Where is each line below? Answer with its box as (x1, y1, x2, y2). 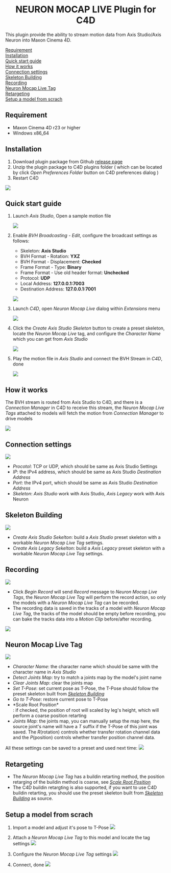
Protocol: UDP (20, 275, 50, 281)
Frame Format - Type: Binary (20, 264, 82, 270)
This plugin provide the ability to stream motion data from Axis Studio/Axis (5, 31, 162, 37)
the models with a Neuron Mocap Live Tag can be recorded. (12, 599, 139, 606)
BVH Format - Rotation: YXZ (20, 253, 80, 260)
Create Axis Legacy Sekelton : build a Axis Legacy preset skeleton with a (12, 545, 165, 551)
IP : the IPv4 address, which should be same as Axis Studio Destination (12, 469, 162, 475)
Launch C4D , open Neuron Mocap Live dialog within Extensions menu (12, 305, 161, 312)
